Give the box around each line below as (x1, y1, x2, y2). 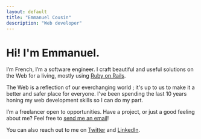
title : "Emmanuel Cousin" (6, 14, 71, 20)
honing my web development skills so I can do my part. (6, 97, 144, 104)
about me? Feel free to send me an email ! (6, 115, 109, 122)
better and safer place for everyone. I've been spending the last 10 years (6, 90, 187, 97)
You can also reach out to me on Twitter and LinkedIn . (6, 126, 141, 134)
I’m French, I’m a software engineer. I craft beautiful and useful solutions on (6, 66, 194, 73)
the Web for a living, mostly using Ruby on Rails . (6, 72, 126, 79)
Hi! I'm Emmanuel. (6, 46, 100, 60)
